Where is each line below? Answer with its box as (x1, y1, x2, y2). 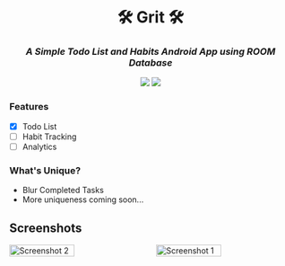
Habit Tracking (22, 131, 77, 142)
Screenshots (9, 220, 82, 235)
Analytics (22, 141, 57, 152)
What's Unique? (9, 164, 82, 176)
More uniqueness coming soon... (22, 194, 144, 205)
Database (128, 57, 173, 69)
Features (9, 101, 49, 113)
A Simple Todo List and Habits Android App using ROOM (25, 46, 276, 58)
